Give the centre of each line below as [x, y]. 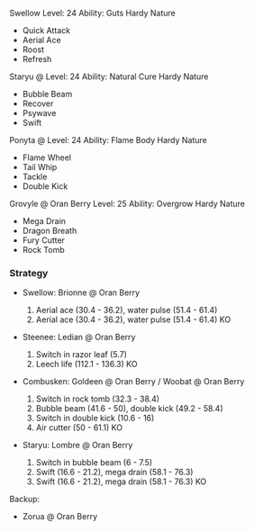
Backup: [25, 499]
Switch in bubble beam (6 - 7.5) [94, 463]
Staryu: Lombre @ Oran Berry [77, 445]
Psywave [39, 113]
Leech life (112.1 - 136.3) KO [86, 364]
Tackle [35, 176]
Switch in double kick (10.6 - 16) [95, 418]
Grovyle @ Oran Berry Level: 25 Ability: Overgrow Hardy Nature [127, 203]
